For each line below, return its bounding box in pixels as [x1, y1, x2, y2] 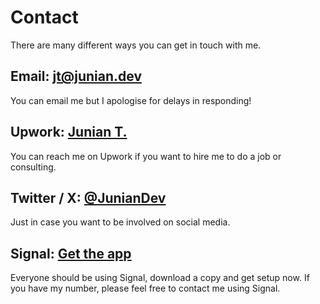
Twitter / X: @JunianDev [10, 189, 167, 206]
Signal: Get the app [10, 245, 132, 262]
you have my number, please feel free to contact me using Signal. [10, 282, 281, 295]
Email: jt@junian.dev [10, 68, 142, 85]
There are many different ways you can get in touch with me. [10, 39, 262, 51]
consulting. [10, 161, 57, 173]
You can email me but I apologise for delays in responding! [10, 94, 252, 106]
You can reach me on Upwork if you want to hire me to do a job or [10, 150, 282, 162]
